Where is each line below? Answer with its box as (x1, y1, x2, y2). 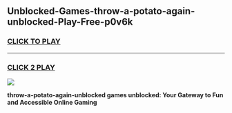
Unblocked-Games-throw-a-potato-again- (7, 5, 195, 17)
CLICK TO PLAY (7, 37, 61, 47)
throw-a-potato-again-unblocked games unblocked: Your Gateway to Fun (7, 90, 224, 99)
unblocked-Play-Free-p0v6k (7, 16, 133, 28)
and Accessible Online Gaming (7, 98, 97, 106)
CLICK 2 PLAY (7, 62, 55, 72)
